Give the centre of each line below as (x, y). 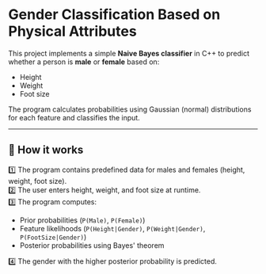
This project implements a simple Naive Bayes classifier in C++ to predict (129, 53)
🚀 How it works (46, 150)
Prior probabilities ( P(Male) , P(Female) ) (82, 220)
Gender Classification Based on (114, 15)
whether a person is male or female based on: (84, 62)
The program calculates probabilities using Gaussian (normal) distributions (130, 109)
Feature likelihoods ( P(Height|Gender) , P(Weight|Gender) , (112, 228)
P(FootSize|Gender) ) (53, 237)
